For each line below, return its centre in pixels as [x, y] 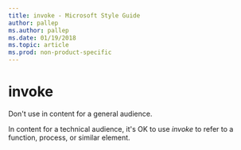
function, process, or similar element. [69, 137]
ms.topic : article [39, 45]
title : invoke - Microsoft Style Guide [74, 15]
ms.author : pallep [39, 30]
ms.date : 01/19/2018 [43, 38]
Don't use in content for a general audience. [80, 113]
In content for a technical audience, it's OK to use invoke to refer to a [121, 129]
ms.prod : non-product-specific [60, 52]
